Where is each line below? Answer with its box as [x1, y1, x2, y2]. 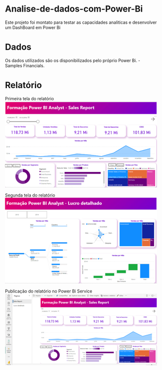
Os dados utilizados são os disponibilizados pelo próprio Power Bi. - [5, 57, 141, 63]
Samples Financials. [5, 62, 45, 68]
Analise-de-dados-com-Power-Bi [5, 3, 143, 15]
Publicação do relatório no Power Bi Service [5, 288, 93, 294]
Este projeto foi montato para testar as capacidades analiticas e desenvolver [5, 19, 157, 25]
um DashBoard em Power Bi [5, 24, 61, 30]
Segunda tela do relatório [5, 192, 55, 198]
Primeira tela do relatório [5, 95, 54, 101]
